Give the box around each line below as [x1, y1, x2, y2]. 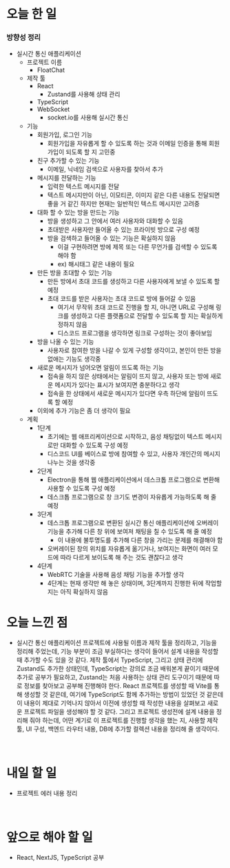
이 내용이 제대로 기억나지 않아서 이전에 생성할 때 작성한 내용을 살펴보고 [16, 699, 206, 707]
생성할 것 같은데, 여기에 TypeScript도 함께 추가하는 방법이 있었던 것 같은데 [23, 691, 224, 699]
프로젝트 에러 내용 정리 [16, 789, 78, 798]
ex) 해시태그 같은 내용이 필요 [57, 260, 135, 268]
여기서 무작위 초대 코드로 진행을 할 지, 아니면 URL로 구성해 [57, 303, 215, 311]
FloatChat [36, 66, 65, 75]
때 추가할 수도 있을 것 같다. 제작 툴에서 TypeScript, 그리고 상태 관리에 [16, 656, 203, 664]
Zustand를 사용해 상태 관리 [47, 90, 121, 99]
